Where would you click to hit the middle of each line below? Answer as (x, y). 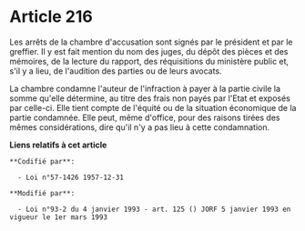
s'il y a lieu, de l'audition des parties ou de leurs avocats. (116, 71)
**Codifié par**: (42, 161)
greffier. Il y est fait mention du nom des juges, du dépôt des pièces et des (149, 51)
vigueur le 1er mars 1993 (58, 217)
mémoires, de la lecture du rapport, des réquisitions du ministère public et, (149, 61)
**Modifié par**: (42, 193)
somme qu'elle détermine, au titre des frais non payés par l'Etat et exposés (150, 98)
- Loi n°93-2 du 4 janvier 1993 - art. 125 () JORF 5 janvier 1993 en (154, 209)
